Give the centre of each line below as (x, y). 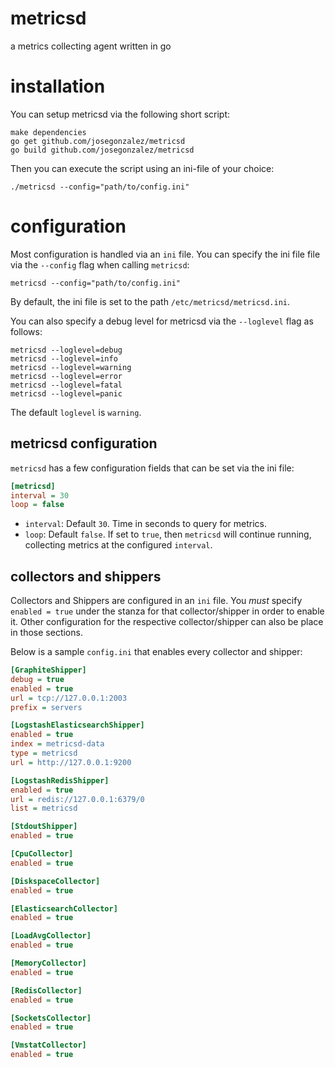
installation (58, 86)
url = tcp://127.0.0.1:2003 (69, 698)
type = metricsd (44, 753)
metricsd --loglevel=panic (66, 393)
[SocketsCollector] (51, 1018)
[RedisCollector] (46, 990)
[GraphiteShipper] (48, 670)
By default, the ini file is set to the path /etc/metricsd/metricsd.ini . (150, 301)
